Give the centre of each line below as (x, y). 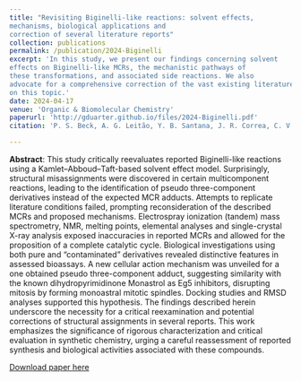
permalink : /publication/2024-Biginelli (86, 51)
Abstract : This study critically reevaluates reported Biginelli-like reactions (146, 159)
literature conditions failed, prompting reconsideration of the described (140, 207)
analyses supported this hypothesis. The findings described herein (133, 302)
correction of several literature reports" (92, 34)
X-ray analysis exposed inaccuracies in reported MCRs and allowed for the (147, 235)
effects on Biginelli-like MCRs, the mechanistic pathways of (128, 68)
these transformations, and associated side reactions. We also (132, 76)
